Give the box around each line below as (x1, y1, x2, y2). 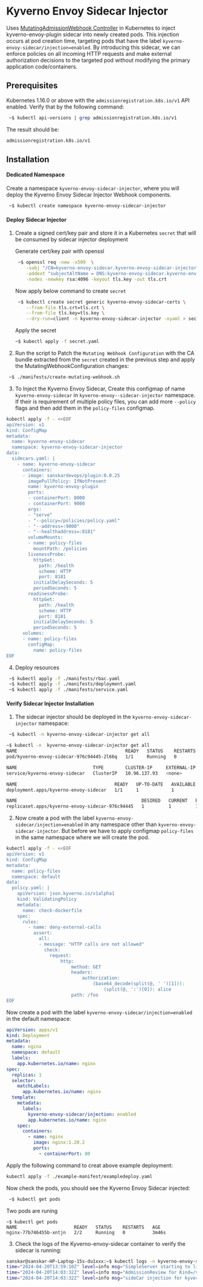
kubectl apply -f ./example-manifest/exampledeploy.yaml (6, 1173, 153, 1180)
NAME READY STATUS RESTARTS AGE (6, 1224, 161, 1230)
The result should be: (6, 125, 59, 133)
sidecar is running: (14, 1246, 62, 1254)
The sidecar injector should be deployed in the (14, 714, 131, 721)
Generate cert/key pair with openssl (14, 247, 105, 255)
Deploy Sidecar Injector (6, 216, 67, 223)
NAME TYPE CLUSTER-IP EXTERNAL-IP (6, 764, 196, 771)
